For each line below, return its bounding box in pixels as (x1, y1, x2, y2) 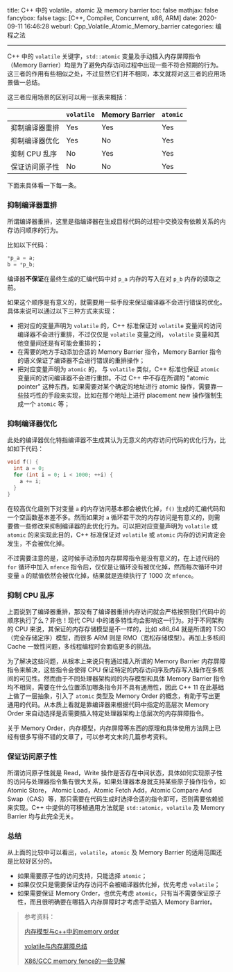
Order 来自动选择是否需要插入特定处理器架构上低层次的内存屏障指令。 (7, 708, 208, 718)
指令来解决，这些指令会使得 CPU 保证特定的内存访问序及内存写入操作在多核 (7, 665, 224, 674)
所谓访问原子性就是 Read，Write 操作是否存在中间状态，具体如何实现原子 (7, 769, 217, 777)
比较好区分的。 (12, 857, 56, 866)
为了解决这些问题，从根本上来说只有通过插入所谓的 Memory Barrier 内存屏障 (7, 656, 226, 665)
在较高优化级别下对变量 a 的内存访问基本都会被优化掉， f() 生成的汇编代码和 (7, 504, 225, 512)
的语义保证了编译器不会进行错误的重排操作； (17, 357, 146, 365)
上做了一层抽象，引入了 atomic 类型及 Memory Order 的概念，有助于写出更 (7, 691, 221, 700)
